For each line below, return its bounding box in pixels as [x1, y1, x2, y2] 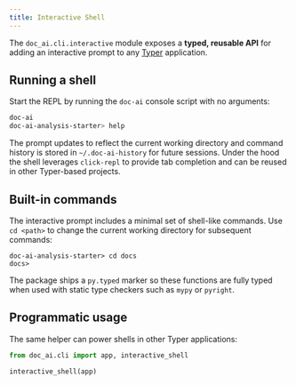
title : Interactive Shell [9, 12, 105, 22]
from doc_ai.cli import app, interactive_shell [9, 350, 189, 360]
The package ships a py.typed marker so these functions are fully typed [9, 275, 273, 285]
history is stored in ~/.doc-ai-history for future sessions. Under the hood [9, 148, 280, 158]
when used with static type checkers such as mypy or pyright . [9, 285, 236, 294]
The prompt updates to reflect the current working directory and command [9, 138, 284, 148]
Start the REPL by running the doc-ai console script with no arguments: [9, 96, 270, 107]
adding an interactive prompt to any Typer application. [9, 46, 208, 58]
